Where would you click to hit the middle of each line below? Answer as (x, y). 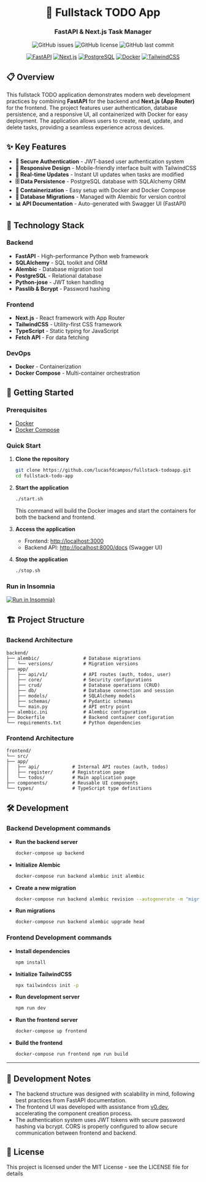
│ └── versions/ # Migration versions (72, 664)
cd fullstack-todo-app (44, 476)
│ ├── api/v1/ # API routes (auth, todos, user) (89, 674)
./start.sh (29, 499)
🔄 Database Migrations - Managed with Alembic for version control (100, 197)
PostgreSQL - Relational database (59, 275)
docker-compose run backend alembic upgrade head (80, 922)
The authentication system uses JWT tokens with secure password (100, 1119)
